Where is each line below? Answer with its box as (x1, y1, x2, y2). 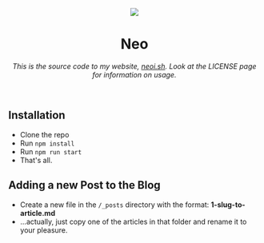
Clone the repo (19, 129, 70, 139)
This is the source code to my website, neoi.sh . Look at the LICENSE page (12, 61, 257, 71)
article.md (19, 208, 56, 217)
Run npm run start (19, 146, 82, 156)
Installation (8, 109, 66, 122)
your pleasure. (19, 225, 68, 235)
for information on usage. (92, 70, 177, 79)
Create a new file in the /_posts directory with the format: (19, 200, 210, 209)
